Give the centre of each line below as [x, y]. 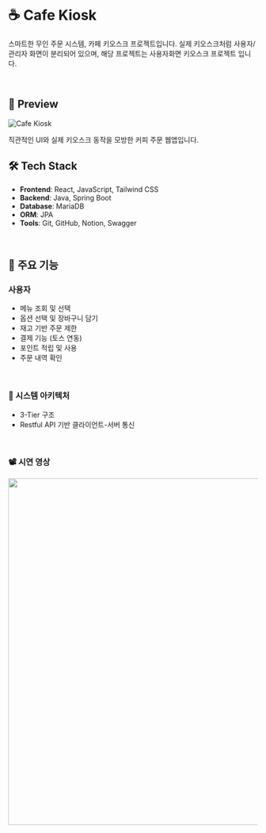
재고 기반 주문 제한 [48, 328]
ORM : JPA [36, 214]
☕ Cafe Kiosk [53, 15]
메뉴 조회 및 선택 [45, 308]
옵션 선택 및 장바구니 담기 [59, 319]
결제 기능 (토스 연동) [51, 338]
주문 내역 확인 [41, 358]
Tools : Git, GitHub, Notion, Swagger [78, 223]
